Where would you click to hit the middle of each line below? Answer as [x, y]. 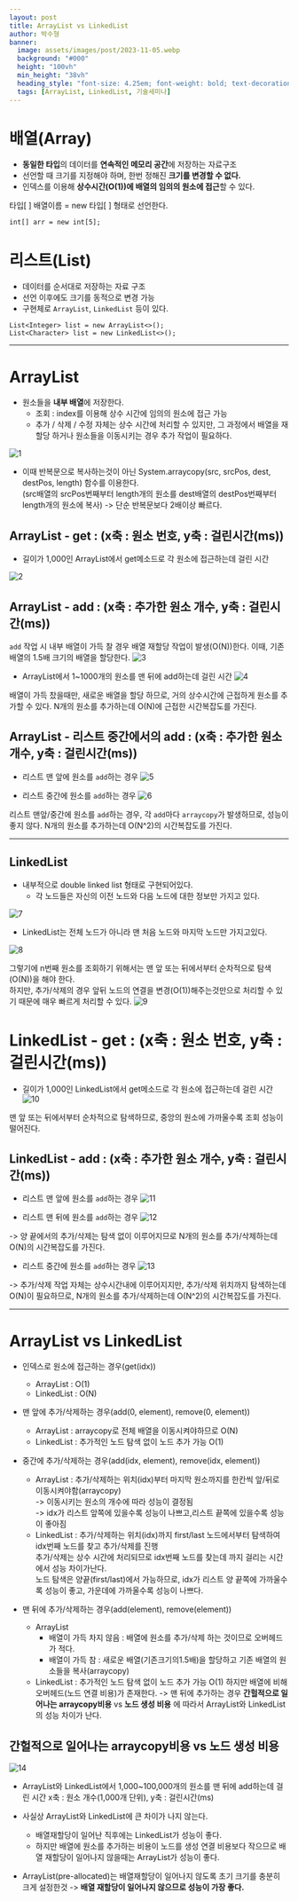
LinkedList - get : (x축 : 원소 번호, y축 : [146, 1040]
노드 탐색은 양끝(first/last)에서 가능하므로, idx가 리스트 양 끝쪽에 [146, 1580]
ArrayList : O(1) [63, 1384]
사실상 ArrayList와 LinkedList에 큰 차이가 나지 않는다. [115, 1817]
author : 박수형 [35, 34]
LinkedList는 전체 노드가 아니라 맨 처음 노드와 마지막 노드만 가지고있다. [145, 932]
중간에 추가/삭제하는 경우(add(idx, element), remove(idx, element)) [141, 1461]
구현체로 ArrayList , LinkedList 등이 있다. [95, 309]
